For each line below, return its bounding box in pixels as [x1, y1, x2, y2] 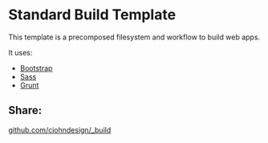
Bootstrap [19, 63, 53, 73]
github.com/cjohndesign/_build [8, 125, 112, 134]
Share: [8, 104, 43, 117]
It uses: [8, 47, 33, 57]
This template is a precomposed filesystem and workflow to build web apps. [8, 32, 261, 42]
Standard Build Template [8, 6, 177, 24]
